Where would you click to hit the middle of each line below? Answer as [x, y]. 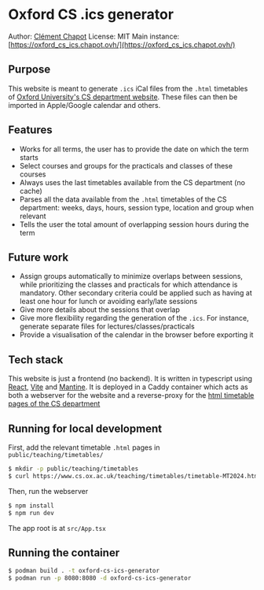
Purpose [29, 70]
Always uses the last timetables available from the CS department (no [132, 182]
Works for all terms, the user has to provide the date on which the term [134, 149]
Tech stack [36, 360]
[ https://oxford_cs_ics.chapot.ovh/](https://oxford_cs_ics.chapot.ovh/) [122, 44]
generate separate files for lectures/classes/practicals [107, 327]
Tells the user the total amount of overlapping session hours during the [134, 224]
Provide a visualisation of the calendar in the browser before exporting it [136, 335]
